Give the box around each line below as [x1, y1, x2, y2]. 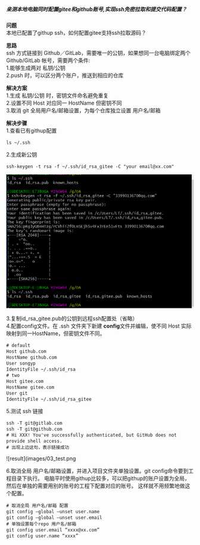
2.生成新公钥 [6, 151, 37, 158]
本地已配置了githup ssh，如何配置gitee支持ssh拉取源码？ [6, 29, 147, 36]
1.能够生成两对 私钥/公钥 [6, 64, 65, 71]
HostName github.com [6, 354, 58, 360]
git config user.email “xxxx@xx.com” [6, 527, 100, 533]
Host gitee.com [6, 378, 44, 384]
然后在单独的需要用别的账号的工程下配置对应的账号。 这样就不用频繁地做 [6, 482, 185, 489]
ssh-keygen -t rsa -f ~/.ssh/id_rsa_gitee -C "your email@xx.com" [6, 163, 174, 170]
